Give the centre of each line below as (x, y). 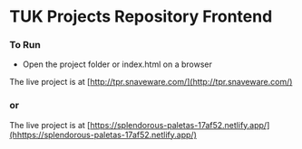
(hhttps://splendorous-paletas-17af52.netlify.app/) (103, 135)
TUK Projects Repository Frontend (141, 17)
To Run (25, 45)
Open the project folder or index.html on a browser (117, 64)
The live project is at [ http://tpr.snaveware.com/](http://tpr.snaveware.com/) (151, 82)
